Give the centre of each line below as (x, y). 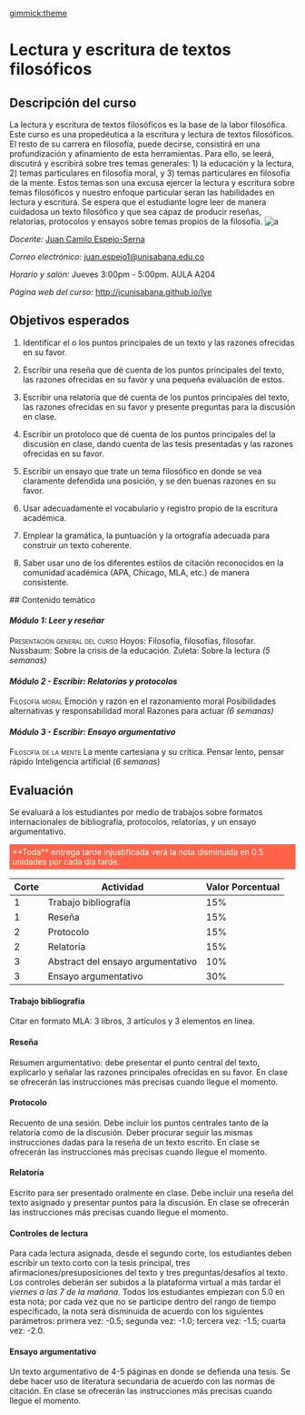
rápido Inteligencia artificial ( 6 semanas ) (85, 762)
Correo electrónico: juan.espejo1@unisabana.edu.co (107, 257)
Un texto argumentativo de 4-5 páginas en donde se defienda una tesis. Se (150, 1372)
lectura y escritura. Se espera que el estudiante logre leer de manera (138, 202)
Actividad (123, 887)
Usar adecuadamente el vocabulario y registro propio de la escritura (150, 508)
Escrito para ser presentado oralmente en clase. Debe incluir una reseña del (152, 1193)
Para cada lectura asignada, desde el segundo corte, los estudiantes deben (151, 1253)
